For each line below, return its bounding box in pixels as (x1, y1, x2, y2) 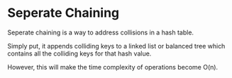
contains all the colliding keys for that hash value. (7, 49, 152, 58)
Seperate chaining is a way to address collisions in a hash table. (7, 28, 194, 37)
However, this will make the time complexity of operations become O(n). (7, 63, 219, 71)
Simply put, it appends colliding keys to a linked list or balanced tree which (7, 41, 226, 50)
